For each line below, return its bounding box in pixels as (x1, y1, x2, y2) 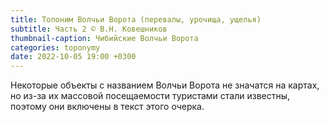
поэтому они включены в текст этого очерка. (10, 101, 205, 113)
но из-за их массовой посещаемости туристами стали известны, (10, 90, 291, 102)
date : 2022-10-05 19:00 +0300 (10, 52, 137, 62)
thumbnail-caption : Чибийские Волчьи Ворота (10, 33, 199, 43)
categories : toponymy (10, 42, 101, 53)
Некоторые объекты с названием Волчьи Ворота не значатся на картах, (10, 79, 320, 91)
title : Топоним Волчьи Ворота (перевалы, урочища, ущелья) (10, 14, 262, 25)
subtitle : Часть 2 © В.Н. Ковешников (10, 24, 168, 34)
